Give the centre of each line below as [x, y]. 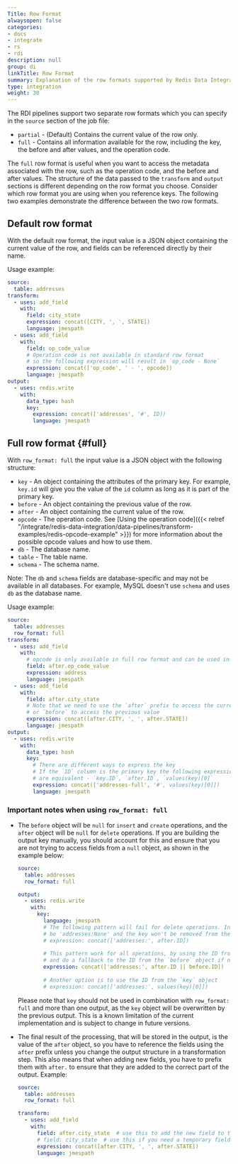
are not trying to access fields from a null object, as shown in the [113, 847]
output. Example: [42, 1074]
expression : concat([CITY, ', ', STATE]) [88, 322]
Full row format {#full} [57, 443]
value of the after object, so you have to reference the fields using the [121, 1044]
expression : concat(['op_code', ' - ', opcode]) [99, 368]
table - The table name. [52, 557]
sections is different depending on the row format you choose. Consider [113, 186]
